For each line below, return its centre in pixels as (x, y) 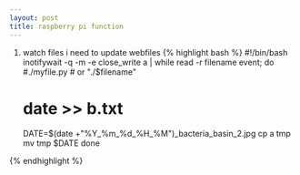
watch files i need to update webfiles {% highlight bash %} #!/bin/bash (155, 52)
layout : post (34, 18)
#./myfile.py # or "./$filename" (79, 72)
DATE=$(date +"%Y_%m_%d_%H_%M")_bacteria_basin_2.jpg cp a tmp (156, 134)
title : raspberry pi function (67, 26)
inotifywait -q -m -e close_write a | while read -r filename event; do (148, 62)
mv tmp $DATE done (61, 143)
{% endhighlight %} (46, 161)
